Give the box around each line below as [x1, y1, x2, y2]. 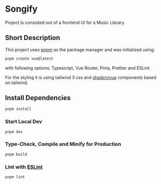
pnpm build [5, 152, 27, 157]
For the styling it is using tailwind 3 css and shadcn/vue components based [5, 74, 157, 80]
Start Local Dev [5, 118, 42, 125]
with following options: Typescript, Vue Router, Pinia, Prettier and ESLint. [5, 65, 151, 71]
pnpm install [5, 106, 32, 112]
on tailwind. [5, 80, 28, 85]
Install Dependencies [5, 94, 71, 102]
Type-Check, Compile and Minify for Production [5, 141, 121, 147]
